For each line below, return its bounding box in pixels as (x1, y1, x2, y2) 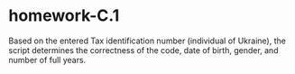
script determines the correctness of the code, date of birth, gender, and (8, 44, 279, 55)
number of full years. (8, 54, 87, 65)
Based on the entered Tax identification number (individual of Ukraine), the (8, 35, 286, 46)
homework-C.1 (8, 5, 120, 26)
